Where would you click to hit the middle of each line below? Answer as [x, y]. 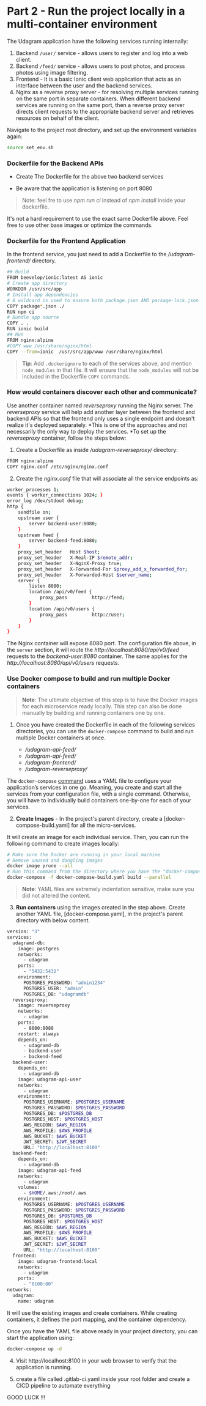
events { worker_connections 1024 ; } [55, 495]
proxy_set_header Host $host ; [59, 552]
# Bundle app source [33, 317]
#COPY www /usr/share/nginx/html [50, 346]
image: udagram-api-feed [50, 1170]
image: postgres [39, 949]
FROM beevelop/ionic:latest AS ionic [55, 278]
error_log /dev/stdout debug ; [46, 501]
